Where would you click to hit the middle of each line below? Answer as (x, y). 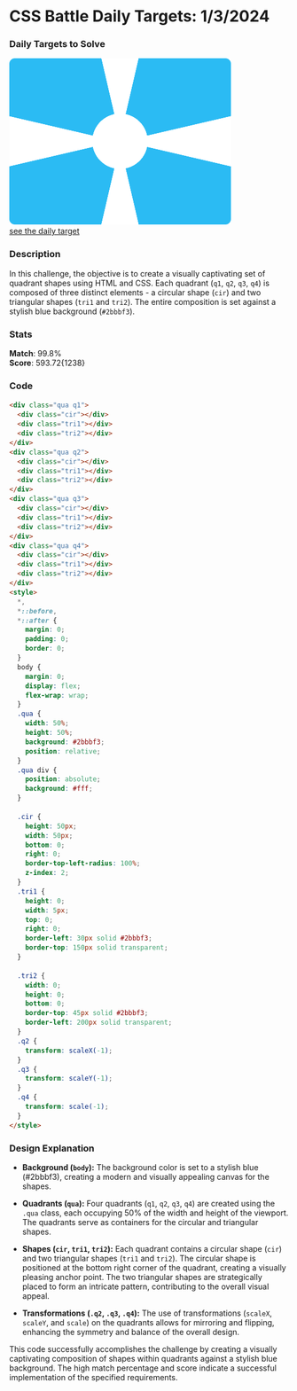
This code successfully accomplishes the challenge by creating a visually (143, 1348)
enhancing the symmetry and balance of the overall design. (131, 1332)
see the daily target (44, 231)
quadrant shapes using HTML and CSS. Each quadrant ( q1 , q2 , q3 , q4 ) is (140, 283)
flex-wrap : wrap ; (57, 695)
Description (35, 254)
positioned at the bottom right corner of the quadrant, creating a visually (154, 1267)
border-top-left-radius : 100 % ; (83, 864)
